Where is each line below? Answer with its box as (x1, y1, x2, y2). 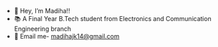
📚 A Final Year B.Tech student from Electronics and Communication (13, 15, 212, 22)
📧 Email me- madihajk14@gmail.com (13, 32, 120, 40)
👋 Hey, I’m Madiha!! (13, 7, 70, 15)
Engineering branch (13, 25, 72, 33)
